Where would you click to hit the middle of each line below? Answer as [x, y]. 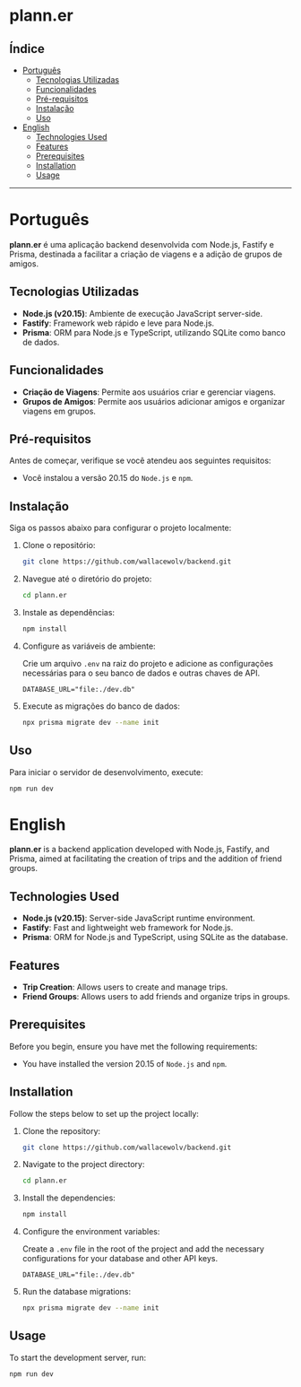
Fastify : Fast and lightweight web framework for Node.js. [128, 928]
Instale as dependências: [68, 612]
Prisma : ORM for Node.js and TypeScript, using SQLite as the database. [155, 938]
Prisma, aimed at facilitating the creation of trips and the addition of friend [146, 859]
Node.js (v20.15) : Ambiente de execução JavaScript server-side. [142, 313]
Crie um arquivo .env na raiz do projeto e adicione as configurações [147, 663]
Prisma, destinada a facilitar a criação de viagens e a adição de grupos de [146, 254]
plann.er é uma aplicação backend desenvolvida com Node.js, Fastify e [142, 244]
